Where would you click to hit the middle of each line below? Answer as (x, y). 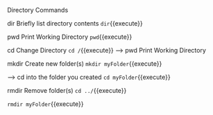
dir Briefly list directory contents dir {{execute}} (75, 23)
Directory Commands (38, 10)
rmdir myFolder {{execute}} (46, 104)
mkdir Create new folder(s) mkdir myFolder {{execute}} (85, 64)
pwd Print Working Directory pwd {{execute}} (70, 37)
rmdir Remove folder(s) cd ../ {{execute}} (67, 90)
